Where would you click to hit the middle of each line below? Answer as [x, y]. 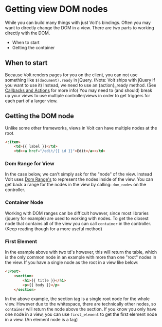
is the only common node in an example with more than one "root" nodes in [81, 257]
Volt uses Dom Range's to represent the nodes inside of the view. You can [79, 179]
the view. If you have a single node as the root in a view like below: [72, 262]
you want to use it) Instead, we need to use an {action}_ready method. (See [81, 85]
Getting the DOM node [40, 116]
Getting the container [33, 47]
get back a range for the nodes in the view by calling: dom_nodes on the [76, 185]
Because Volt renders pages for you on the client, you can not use [71, 75]
